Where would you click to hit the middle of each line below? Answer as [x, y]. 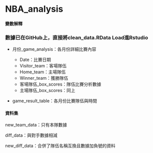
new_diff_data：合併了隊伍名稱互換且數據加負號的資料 [60, 146]
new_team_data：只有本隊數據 [36, 125]
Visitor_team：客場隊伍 [43, 66]
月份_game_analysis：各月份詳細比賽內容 [54, 49]
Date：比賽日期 [35, 60]
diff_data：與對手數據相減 [31, 135]
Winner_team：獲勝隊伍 [44, 78]
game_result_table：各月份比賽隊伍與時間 [55, 101]
